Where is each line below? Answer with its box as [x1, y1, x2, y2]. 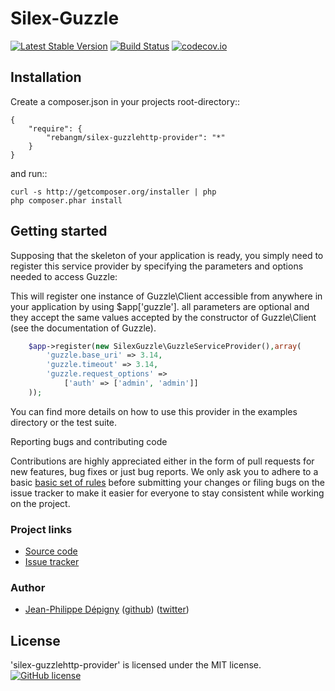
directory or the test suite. [10, 416, 118, 428]
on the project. [10, 497, 71, 509]
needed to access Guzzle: [10, 270, 118, 282]
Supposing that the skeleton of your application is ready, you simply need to [10, 249, 324, 261]
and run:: [10, 167, 48, 179]
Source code [24, 545, 78, 557]
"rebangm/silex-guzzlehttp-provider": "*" [46, 132, 226, 142]
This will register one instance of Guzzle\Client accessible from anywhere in [10, 290, 323, 302]
